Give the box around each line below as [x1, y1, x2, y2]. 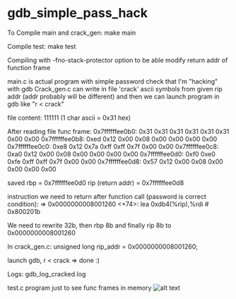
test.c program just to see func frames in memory [7, 283, 152, 292]
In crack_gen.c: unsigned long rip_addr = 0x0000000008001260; [7, 242, 199, 251]
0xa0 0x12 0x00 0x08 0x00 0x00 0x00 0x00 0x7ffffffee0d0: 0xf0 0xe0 [7, 149, 216, 158]
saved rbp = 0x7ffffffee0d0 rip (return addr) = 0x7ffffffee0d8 [7, 179, 184, 187]
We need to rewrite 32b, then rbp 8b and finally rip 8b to [7, 221, 172, 230]
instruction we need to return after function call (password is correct [7, 192, 207, 201]
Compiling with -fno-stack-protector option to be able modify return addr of [7, 55, 228, 64]
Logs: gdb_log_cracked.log [7, 269, 86, 278]
